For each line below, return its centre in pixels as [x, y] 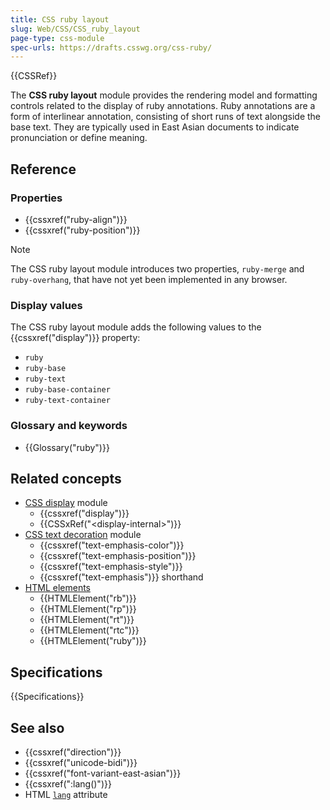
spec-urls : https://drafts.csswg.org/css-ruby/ [111, 47]
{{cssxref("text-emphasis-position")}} [118, 556]
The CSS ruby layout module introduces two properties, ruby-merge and [157, 268]
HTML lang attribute [66, 794]
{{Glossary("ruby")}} [67, 447]
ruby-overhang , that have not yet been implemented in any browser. [149, 279]
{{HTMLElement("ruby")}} [93, 641]
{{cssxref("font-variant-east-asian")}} [103, 773]
